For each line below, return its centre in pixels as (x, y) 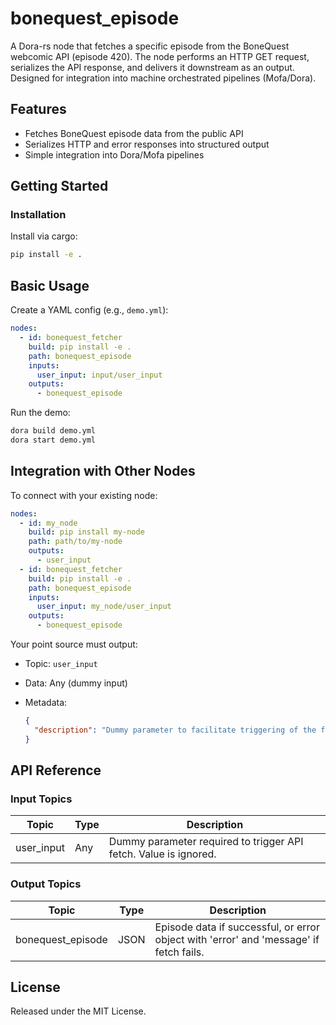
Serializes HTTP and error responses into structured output (147, 144)
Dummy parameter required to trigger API (206, 842)
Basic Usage (50, 285)
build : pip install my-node (86, 532)
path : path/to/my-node (75, 542)
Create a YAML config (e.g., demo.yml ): (89, 310)
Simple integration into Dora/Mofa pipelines (114, 154)
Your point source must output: (74, 644)
